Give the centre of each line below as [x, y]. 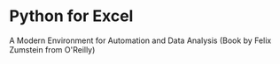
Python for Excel [71, 16]
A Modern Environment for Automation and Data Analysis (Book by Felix [140, 40]
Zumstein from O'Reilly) [52, 49]
